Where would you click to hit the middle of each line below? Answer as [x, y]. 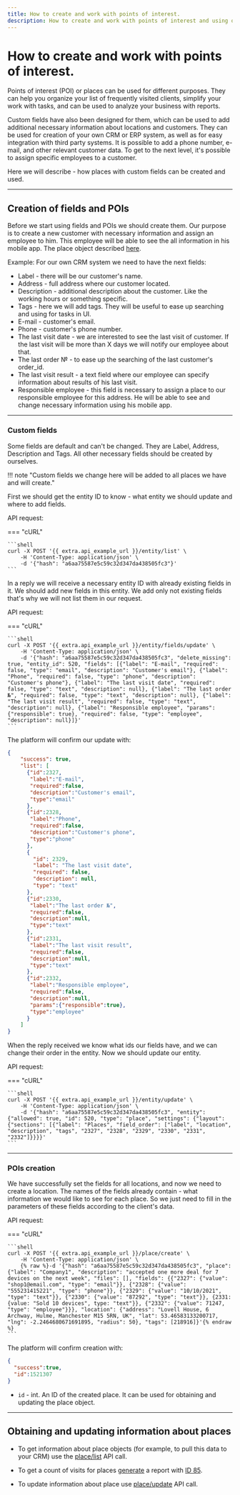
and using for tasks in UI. [54, 314]
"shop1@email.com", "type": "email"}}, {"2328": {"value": [97, 1285]
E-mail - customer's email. [56, 321]
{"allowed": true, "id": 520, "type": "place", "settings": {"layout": [116, 1119]
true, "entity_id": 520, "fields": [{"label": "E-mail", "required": [113, 664]
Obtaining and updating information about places [119, 1432]
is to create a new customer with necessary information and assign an [111, 234]
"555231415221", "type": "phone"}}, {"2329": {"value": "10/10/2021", [115, 1291]
